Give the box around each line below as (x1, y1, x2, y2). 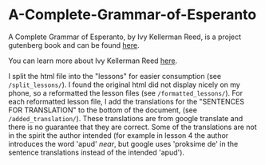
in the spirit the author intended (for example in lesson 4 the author (8, 130, 229, 140)
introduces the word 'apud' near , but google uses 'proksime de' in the (8, 139, 239, 148)
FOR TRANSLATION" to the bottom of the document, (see (8, 105, 198, 115)
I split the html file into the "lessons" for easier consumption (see (8, 71, 222, 81)
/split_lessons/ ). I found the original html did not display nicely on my (8, 80, 241, 89)
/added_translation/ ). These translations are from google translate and (8, 113, 243, 123)
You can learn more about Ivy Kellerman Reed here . (8, 56, 178, 65)
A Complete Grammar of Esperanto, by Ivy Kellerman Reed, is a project (8, 32, 242, 41)
